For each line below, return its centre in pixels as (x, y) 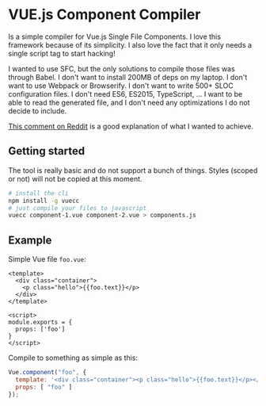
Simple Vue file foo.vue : (47, 259)
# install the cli (38, 193)
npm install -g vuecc (44, 201)
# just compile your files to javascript (78, 208)
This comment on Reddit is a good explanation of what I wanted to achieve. (131, 126)
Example (30, 240)
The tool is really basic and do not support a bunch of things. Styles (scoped (133, 170)
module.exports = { (40, 323)
